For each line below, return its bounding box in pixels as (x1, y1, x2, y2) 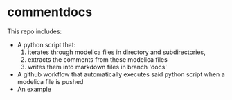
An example (17, 85, 52, 93)
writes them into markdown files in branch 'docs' (27, 62, 168, 71)
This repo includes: (7, 27, 62, 35)
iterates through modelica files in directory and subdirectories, (27, 48, 206, 56)
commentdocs (7, 4, 92, 20)
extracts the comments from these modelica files (27, 55, 168, 63)
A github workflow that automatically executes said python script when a (17, 70, 225, 78)
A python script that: (17, 40, 76, 49)
